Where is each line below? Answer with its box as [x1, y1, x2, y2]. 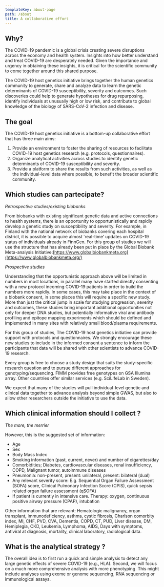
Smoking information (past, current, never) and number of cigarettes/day [12, 457, 159, 462]
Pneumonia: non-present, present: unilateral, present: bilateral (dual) [12, 472, 150, 478]
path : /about [5, 12, 32, 17]
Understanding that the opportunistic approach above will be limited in [5, 273, 147, 279]
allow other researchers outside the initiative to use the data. [5, 395, 127, 401]
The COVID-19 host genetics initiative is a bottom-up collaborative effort [5, 130, 150, 136]
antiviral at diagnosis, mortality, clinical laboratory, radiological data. [5, 528, 142, 534]
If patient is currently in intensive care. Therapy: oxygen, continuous [12, 493, 150, 499]
